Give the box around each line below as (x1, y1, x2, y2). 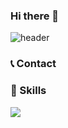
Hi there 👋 (10, 9, 60, 23)
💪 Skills (10, 84, 47, 98)
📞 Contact (10, 57, 57, 71)
